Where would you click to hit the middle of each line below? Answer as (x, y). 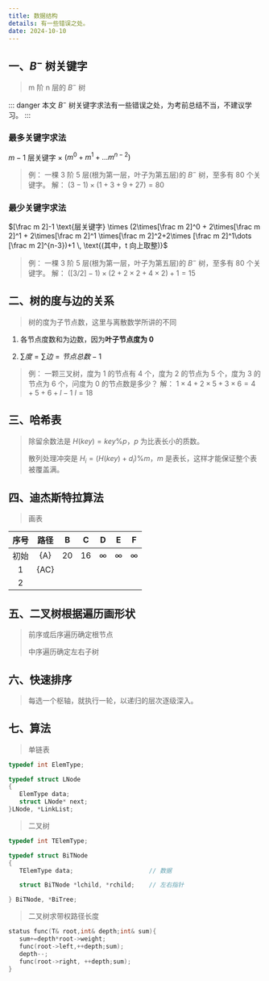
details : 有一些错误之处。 (49, 23)
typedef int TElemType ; (48, 841)
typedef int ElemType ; (46, 765)
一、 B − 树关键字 (48, 65)
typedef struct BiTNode (48, 855)
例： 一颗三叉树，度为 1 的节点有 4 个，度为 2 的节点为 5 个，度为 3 (140, 373)
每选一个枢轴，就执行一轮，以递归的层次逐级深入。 (113, 700)
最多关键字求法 (37, 138)
